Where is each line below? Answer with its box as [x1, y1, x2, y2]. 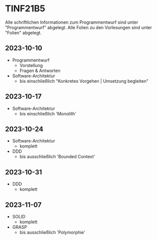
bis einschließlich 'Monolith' [19, 110, 76, 116]
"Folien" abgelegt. [5, 30, 42, 35]
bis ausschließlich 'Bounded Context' [19, 154, 95, 160]
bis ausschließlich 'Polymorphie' [19, 230, 85, 235]
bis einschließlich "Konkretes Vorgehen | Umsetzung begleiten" [19, 78, 149, 84]
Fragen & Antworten [19, 68, 61, 73]
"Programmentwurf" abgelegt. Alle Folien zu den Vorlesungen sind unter [5, 24, 153, 30]
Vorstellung [19, 62, 43, 68]
